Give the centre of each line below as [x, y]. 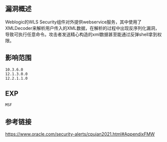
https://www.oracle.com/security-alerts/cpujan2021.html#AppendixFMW [80, 134]
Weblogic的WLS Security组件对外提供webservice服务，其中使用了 [74, 22]
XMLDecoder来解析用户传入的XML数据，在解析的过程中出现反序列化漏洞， [82, 28]
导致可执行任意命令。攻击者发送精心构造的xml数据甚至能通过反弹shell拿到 [81, 34]
